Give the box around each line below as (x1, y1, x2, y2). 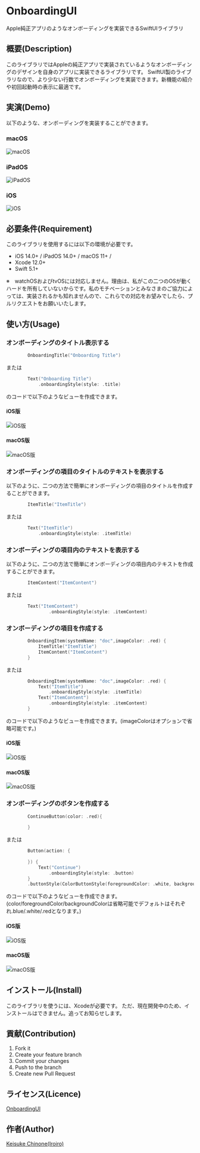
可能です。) (11, 725, 37, 732)
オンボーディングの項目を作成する (6, 624, 104, 632)
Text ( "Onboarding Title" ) (27, 376, 92, 382)
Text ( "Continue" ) (37, 864, 82, 870)
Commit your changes (14, 1058, 70, 1065)
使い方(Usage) (6, 319, 60, 329)
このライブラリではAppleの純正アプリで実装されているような (6, 61, 156, 68)
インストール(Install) (6, 985, 82, 996)
